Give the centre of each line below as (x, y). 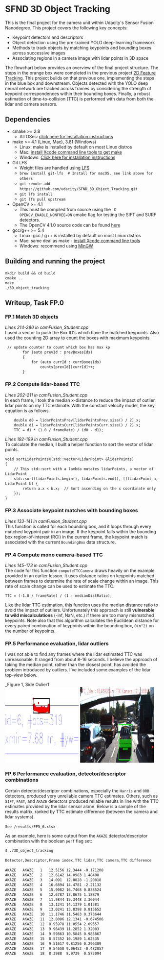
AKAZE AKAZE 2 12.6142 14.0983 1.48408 (52, 875)
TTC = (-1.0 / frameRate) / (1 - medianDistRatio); (59, 596)
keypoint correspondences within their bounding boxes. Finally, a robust (78, 94)
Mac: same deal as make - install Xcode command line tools (80, 241)
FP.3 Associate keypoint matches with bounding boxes (72, 511)
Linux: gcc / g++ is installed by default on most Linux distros (80, 235)
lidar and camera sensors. (31, 104)
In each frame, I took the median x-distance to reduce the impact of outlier (80, 400)
